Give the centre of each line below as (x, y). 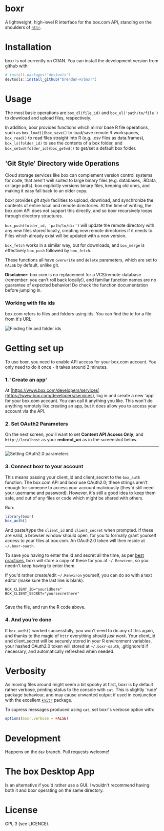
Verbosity (26, 671)
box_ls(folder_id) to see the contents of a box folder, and (64, 143)
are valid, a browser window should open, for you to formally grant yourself (81, 535)
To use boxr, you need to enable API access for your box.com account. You (81, 362)
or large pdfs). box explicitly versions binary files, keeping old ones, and (77, 186)
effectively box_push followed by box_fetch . (48, 251)
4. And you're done (28, 620)
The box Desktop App (50, 772)
